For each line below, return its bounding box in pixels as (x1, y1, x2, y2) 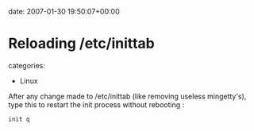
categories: (8, 60, 45, 70)
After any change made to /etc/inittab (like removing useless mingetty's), (8, 91, 247, 101)
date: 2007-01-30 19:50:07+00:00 (8, 7, 121, 16)
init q (8, 115, 30, 123)
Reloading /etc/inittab (8, 35, 155, 52)
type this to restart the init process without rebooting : (8, 99, 185, 110)
